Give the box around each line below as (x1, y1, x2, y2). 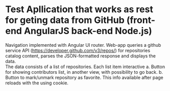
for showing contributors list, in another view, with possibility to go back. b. (5, 69, 163, 75)
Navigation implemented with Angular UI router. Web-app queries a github (5, 42, 161, 48)
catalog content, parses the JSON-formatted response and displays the (5, 52, 156, 59)
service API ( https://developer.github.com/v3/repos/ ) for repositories (5, 47, 151, 53)
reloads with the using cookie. (5, 80, 69, 86)
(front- (126, 14, 156, 26)
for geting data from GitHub (5, 14, 125, 26)
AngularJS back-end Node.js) (23, 25, 152, 37)
